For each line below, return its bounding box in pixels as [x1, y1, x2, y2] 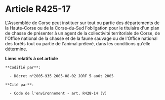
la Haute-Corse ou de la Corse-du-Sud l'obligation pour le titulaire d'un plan [5, 25, 160, 31]
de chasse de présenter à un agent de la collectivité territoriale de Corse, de [5, 30, 161, 36]
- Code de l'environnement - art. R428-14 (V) [9, 91, 107, 96]
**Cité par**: [5, 82, 35, 87]
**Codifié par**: [5, 65, 41, 70]
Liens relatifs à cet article [5, 55, 58, 61]
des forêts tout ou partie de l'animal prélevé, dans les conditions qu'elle [5, 40, 151, 46]
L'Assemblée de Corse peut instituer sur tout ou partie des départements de [5, 20, 160, 26]
